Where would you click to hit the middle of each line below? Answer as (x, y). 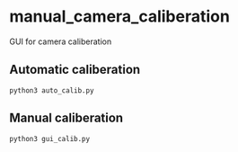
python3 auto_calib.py (52, 90)
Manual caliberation (66, 118)
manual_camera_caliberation (120, 17)
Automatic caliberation (75, 70)
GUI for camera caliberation (61, 41)
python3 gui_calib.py (50, 139)
